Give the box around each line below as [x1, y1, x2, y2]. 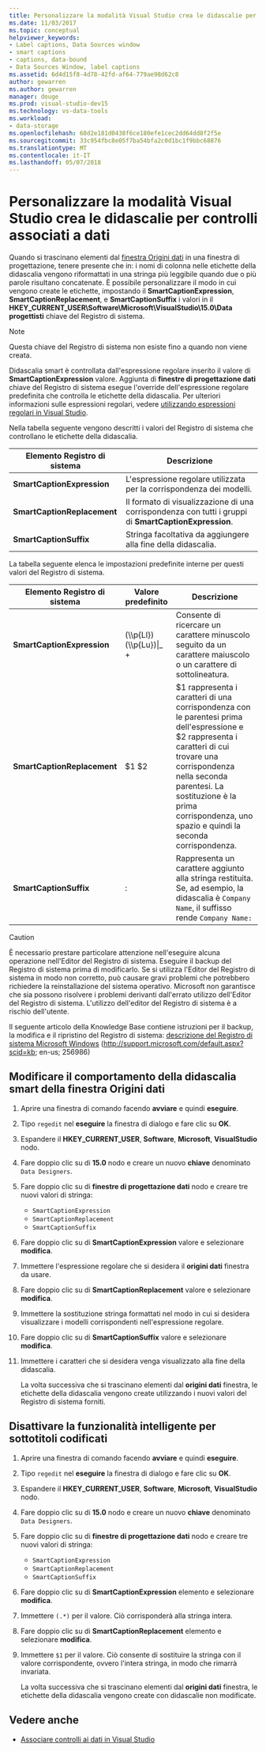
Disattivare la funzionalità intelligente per [9, 1419, 216, 1433]
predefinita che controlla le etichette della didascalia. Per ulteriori [9, 391, 221, 400]
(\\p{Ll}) [124, 630, 155, 641]
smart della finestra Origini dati [9, 1082, 165, 1096]
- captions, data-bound [9, 56, 88, 64]
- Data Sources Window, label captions [9, 63, 140, 71]
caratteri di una [175, 692, 232, 703]
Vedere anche [9, 1714, 80, 1727]
